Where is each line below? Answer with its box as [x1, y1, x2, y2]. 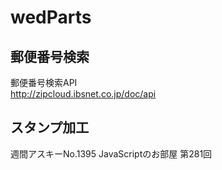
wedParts [10, 6, 92, 29]
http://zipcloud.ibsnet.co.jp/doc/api [10, 88, 157, 100]
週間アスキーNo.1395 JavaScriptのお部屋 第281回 [10, 147, 213, 160]
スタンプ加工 [10, 119, 90, 136]
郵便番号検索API [10, 77, 78, 88]
